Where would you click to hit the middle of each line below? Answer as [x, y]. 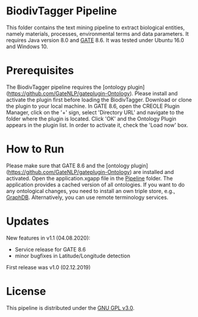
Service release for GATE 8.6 [50, 249]
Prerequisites [40, 71]
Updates [28, 221]
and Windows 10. [27, 46]
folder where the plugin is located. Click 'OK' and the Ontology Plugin [92, 119]
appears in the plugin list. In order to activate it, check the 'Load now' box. [97, 125]
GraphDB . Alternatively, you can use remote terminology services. [87, 197]
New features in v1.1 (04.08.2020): [48, 238]
